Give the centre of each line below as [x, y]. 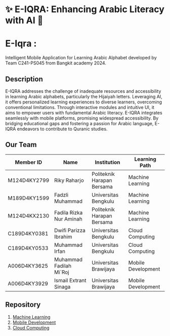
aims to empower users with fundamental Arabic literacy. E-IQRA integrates [84, 113]
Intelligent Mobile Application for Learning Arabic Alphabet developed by [81, 58]
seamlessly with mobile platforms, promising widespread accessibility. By [82, 118]
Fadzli [61, 195]
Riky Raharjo [69, 180]
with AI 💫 [24, 21]
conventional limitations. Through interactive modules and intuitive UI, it [80, 107]
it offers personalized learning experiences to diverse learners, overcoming [83, 102]
